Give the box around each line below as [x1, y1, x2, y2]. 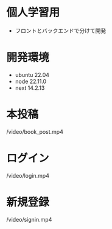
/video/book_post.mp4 [6, 128, 64, 135]
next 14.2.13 [15, 84, 45, 92]
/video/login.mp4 [6, 172, 50, 179]
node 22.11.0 [15, 78, 47, 85]
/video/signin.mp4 [6, 216, 52, 223]
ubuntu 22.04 [15, 71, 50, 78]
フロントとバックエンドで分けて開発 [15, 27, 107, 34]
